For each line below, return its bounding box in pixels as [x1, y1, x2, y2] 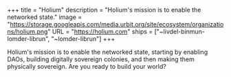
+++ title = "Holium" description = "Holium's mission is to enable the [7, 6, 201, 14]
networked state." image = [7, 13, 82, 21]
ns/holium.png [7, 27, 48, 35]
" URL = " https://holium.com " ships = [47, 27, 153, 35]
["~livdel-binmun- [154, 27, 205, 35]
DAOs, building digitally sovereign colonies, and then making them [7, 55, 195, 63]
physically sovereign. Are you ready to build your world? [7, 63, 166, 70]
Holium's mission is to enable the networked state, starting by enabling [7, 48, 208, 56]
